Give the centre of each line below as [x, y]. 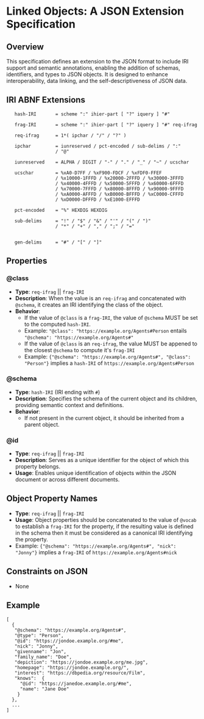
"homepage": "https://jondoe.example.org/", [72, 667]
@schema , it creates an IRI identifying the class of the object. [89, 305]
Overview [25, 47]
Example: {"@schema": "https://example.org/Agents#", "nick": [96, 546]
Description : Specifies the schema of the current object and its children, [106, 399]
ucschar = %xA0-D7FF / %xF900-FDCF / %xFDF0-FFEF [88, 173]
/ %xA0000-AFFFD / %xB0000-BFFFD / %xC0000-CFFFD [119, 194]
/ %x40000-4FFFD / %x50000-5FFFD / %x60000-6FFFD [119, 183]
